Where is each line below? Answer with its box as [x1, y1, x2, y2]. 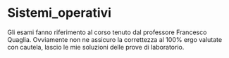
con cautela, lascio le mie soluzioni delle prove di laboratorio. [7, 43, 185, 51]
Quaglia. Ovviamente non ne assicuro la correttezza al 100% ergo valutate [7, 35, 223, 43]
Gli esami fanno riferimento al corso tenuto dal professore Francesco [7, 28, 207, 36]
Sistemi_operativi [7, 5, 111, 21]
